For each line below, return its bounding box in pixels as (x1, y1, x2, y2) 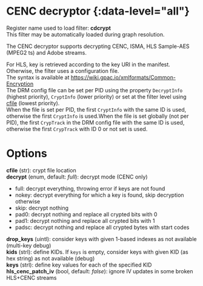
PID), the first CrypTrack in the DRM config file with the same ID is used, (6, 118, 185, 126)
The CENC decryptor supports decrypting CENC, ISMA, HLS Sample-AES (6, 43, 190, 50)
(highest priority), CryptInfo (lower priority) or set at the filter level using (6, 93, 187, 100)
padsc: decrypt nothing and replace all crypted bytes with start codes (15, 223, 190, 231)
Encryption (6, 80, 34, 87)
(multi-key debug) (6, 242, 52, 249)
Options (6, 147, 47, 160)
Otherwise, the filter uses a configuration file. (6, 67, 119, 74)
